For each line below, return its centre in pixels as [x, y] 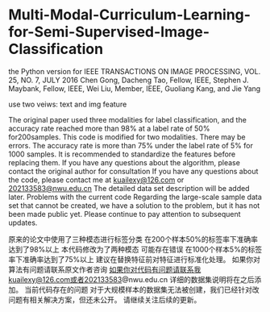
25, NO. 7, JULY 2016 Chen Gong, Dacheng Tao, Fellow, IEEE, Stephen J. [129, 80]
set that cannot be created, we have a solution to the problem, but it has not [134, 205]
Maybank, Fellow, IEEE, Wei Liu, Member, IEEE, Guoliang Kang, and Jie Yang [135, 88]
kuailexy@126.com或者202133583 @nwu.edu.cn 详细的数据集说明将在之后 [131, 279]
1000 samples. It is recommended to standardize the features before [122, 154]
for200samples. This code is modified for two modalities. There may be [127, 137]
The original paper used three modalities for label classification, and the [128, 119]
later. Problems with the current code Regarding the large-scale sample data [135, 197]
